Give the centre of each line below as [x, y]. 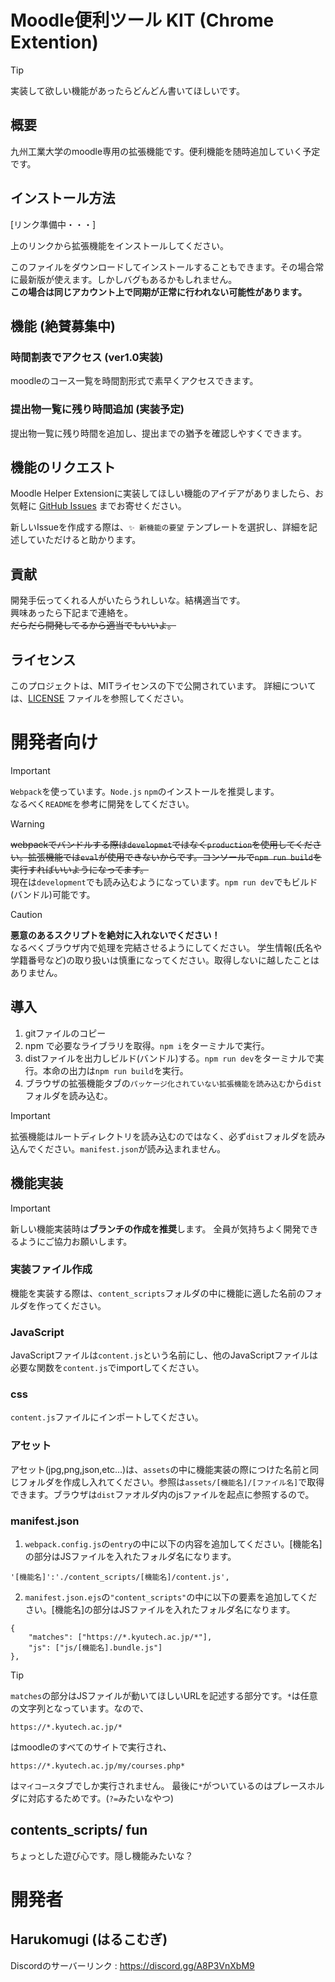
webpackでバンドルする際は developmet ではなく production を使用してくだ [161, 844]
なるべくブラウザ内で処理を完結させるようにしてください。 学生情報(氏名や [166, 947]
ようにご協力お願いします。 [75, 1241]
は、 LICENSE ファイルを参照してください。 [100, 698]
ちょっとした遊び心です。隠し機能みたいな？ [102, 1855]
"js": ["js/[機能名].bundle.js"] [95, 1648]
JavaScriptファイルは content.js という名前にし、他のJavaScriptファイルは [164, 1355]
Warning [27, 823]
